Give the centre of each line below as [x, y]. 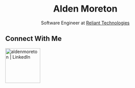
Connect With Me [33, 39]
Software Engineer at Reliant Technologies [85, 23]
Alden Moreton [85, 9]
